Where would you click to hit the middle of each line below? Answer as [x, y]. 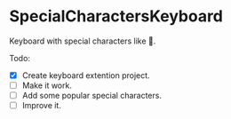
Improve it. [42, 106]
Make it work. [47, 85]
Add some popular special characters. [92, 96]
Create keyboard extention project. [86, 75]
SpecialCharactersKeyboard [116, 16]
